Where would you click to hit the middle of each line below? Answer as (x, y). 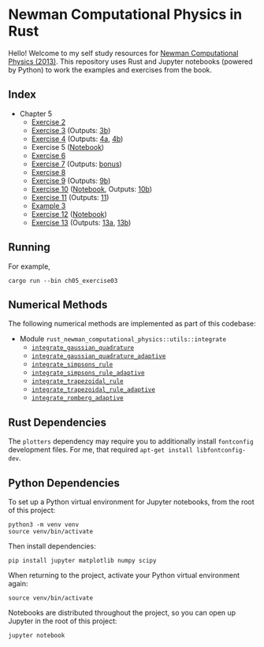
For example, (30, 266)
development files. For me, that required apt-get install (100, 450)
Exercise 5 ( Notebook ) (68, 147)
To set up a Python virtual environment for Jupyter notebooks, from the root (131, 502)
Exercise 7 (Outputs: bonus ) (76, 164)
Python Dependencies (64, 483)
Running (30, 247)
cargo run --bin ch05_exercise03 (63, 281)
